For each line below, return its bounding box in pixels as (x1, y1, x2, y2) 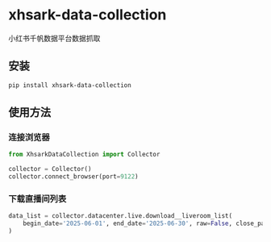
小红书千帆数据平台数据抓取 (8, 33, 101, 43)
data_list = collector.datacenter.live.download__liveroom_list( (8, 212, 232, 220)
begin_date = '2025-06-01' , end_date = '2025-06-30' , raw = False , (23, 219, 232, 227)
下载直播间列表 (8, 193, 67, 204)
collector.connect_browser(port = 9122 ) (8, 173, 139, 181)
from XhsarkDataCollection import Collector (8, 151, 161, 159)
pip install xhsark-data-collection (8, 81, 131, 90)
